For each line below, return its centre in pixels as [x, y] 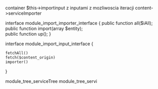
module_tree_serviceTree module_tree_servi [51, 81]
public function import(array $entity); [44, 28]
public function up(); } [28, 34]
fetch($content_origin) [30, 57]
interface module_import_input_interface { [49, 44]
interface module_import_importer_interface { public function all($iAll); [79, 23]
